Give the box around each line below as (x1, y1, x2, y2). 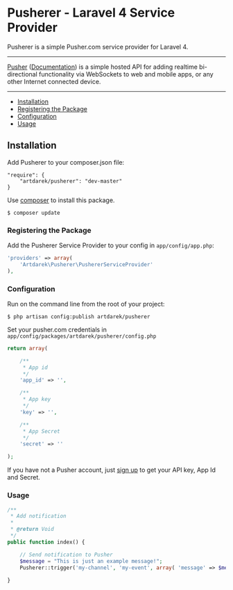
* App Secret (22, 427, 60, 435)
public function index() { (7, 539, 85, 546)
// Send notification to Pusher (19, 551, 113, 558)
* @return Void (10, 526, 54, 533)
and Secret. (7, 473, 40, 482)
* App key (22, 396, 51, 403)
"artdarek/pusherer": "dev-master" (19, 177, 123, 185)
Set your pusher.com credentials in (7, 325, 107, 334)
